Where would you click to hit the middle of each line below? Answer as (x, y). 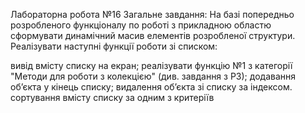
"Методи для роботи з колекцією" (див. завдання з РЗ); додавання (153, 76)
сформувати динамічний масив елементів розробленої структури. (153, 35)
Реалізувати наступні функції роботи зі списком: (114, 46)
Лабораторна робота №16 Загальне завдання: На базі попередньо (152, 14)
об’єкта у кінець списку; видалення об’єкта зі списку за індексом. (151, 87)
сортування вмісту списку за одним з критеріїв (112, 97)
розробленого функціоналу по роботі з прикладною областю (141, 25)
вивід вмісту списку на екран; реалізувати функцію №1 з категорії (151, 65)
